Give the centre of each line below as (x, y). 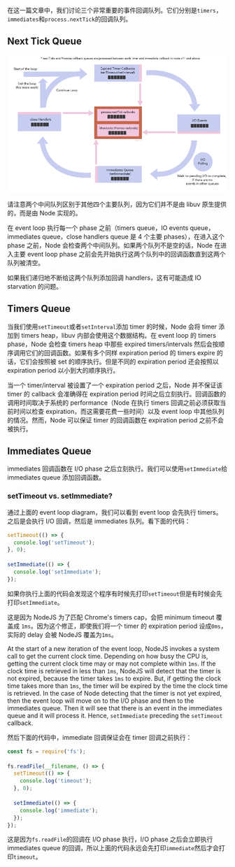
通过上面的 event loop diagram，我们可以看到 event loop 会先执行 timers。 (115, 512)
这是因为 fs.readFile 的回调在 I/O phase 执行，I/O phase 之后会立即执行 (110, 839)
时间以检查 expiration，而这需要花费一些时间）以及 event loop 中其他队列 (119, 411)
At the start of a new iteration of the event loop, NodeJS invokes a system (114, 648)
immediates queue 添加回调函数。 (56, 478)
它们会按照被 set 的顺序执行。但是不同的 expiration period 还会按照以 (119, 361)
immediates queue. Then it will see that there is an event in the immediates (115, 708)
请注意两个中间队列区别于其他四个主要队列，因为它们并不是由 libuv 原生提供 (117, 204)
